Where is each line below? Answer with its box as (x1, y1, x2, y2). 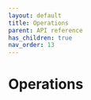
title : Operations (8, 19, 69, 27)
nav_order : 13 (8, 41, 55, 49)
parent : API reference (8, 26, 83, 34)
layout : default (8, 11, 62, 20)
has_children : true (8, 33, 73, 42)
